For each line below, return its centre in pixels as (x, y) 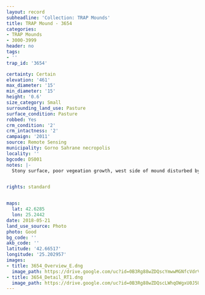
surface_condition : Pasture (42, 114)
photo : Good (21, 232)
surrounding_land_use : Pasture (46, 108)
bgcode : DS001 (24, 159)
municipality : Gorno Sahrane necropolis (59, 148)
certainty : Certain (31, 74)
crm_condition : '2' (31, 125)
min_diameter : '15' (31, 91)
